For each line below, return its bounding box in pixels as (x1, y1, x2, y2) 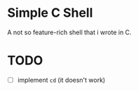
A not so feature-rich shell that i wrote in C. (7, 28, 132, 36)
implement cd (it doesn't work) (17, 76, 106, 84)
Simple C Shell (7, 5, 93, 21)
